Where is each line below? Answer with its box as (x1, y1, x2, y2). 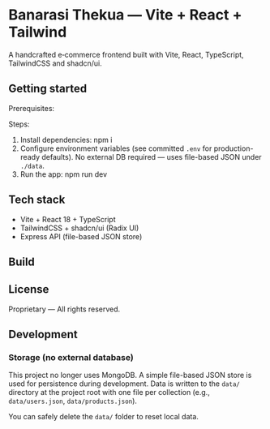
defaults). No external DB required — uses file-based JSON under (41, 152, 262, 161)
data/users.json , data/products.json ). (8, 396, 138, 406)
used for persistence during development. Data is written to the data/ (8, 379, 241, 388)
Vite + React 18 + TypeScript (19, 214, 116, 224)
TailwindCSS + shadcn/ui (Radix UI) (19, 223, 139, 233)
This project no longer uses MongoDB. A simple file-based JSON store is (8, 371, 252, 380)
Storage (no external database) (8, 352, 134, 363)
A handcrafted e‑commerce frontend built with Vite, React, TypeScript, (8, 49, 245, 59)
